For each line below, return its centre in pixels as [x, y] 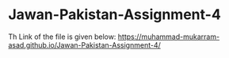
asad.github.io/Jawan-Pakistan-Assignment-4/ [84, 44]
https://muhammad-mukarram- [169, 37]
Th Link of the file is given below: [62, 37]
